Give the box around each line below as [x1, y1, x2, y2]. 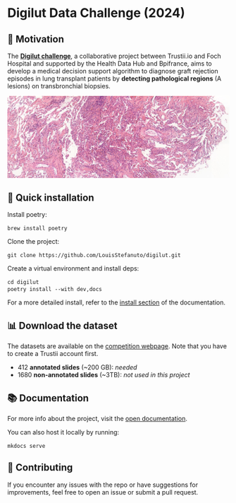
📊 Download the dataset [7, 319, 118, 331]
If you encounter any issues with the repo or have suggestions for [7, 480, 199, 489]
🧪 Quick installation [7, 192, 94, 204]
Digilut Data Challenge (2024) [7, 5, 185, 21]
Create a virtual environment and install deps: [7, 264, 139, 273]
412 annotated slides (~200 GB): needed [17, 363, 137, 372]
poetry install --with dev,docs [7, 286, 102, 293]
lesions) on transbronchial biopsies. [7, 82, 111, 90]
